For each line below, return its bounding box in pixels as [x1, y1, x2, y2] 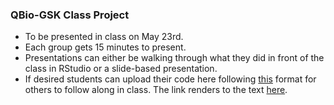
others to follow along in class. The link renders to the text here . [24, 84, 288, 96]
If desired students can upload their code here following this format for [24, 73, 317, 85]
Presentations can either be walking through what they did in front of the [24, 52, 325, 64]
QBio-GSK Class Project [10, 8, 130, 22]
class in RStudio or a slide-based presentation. [24, 63, 218, 75]
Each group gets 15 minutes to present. [24, 41, 187, 53]
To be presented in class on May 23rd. [24, 31, 184, 43]
